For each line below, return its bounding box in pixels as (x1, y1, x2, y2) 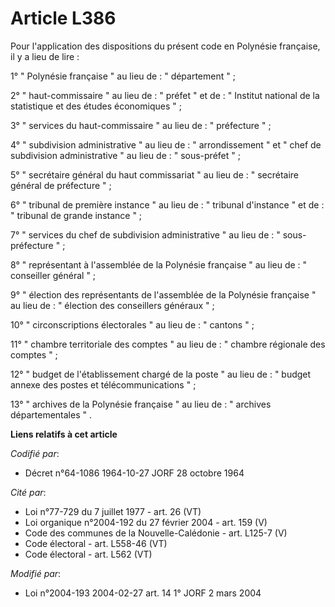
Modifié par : (10, 567, 62, 579)
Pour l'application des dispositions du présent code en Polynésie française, (10, 40, 321, 52)
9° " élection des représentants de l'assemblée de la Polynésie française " (10, 288, 317, 301)
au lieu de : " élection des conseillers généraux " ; (10, 299, 215, 311)
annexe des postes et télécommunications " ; (10, 378, 197, 391)
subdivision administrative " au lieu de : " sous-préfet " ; (10, 149, 241, 161)
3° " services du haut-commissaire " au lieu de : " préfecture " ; (10, 119, 272, 131)
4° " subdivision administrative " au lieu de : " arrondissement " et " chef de (10, 138, 322, 151)
